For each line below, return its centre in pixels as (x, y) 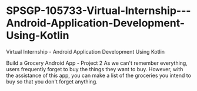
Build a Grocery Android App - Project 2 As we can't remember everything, (97, 63)
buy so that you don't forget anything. (52, 81)
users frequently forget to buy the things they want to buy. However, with (95, 69)
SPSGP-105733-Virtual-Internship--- (98, 11)
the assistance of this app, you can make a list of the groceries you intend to (98, 75)
